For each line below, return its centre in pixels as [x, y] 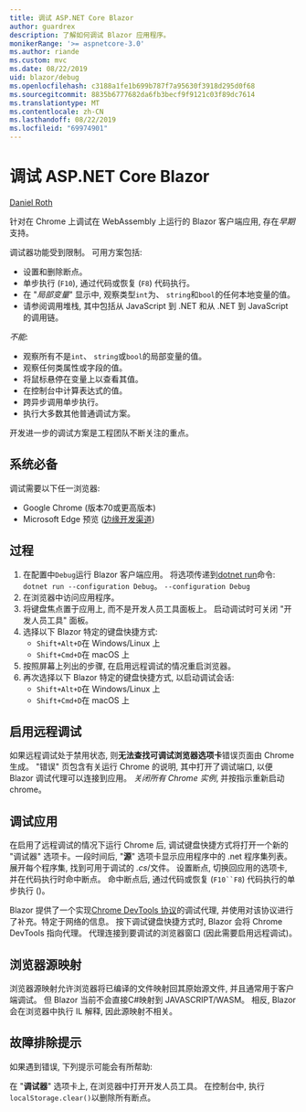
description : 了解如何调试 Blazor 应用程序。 [90, 35]
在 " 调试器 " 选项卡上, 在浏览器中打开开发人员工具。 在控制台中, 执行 [137, 1085]
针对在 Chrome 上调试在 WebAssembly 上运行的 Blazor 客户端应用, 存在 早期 [152, 221]
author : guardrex [42, 27]
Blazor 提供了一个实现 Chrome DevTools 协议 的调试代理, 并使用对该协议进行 [152, 910]
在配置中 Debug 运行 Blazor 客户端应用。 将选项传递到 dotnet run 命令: [149, 574]
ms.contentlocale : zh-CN [57, 112]
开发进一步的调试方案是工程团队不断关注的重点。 [101, 433]
